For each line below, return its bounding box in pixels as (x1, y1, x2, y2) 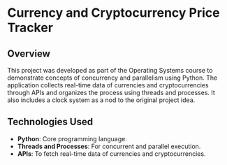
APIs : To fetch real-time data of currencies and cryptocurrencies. (17, 149, 206, 158)
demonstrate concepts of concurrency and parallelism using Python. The (7, 73, 218, 82)
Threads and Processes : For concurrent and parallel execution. (17, 142, 201, 150)
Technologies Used (7, 116, 93, 128)
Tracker (7, 20, 54, 36)
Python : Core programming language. (17, 134, 127, 143)
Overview (7, 48, 51, 59)
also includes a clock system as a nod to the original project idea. (7, 96, 196, 104)
